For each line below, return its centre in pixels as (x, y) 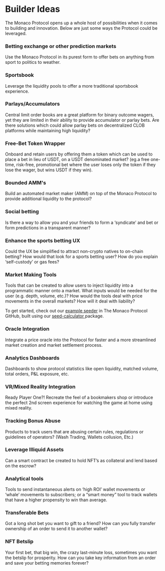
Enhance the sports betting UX (43, 240)
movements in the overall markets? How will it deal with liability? (70, 301)
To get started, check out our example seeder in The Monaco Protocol (76, 311)
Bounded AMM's (26, 183)
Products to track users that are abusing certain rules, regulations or (74, 431)
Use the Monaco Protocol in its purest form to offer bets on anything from (80, 57)
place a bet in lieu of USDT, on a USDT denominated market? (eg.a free (77, 159)
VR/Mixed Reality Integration (40, 386)
